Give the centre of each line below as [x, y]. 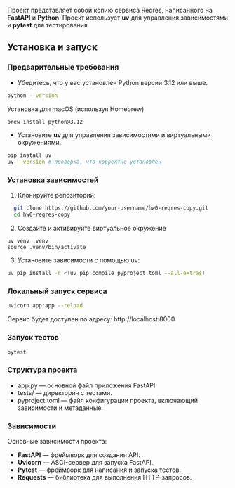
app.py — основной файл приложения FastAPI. [87, 385]
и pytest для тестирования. [48, 25]
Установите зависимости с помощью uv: [79, 260]
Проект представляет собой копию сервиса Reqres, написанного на [110, 10]
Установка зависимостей [53, 180]
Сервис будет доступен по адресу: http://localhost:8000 [91, 319]
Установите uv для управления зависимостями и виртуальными [114, 135]
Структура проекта [42, 370]
